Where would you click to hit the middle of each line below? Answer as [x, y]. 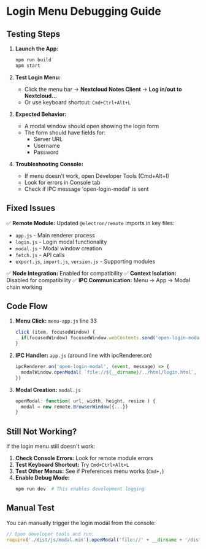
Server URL [48, 139]
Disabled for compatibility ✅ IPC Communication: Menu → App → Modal [98, 280]
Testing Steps [33, 34]
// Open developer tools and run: [51, 534]
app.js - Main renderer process [55, 235]
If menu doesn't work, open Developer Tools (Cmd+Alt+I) [97, 175]
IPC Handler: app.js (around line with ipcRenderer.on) [83, 355]
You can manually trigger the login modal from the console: [81, 523]
